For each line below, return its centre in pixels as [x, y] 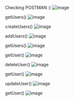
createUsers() [19, 26]
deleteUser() [18, 64]
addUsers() [16, 36]
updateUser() [18, 84]
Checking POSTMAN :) [28, 8]
